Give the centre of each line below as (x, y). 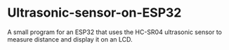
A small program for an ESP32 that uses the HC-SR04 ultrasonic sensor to (115, 32)
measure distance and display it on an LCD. (70, 39)
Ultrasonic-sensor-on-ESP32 (94, 13)
